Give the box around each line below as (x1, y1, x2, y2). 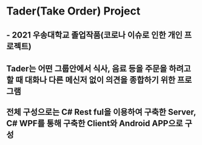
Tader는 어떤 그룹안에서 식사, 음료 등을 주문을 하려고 (6, 63, 191, 74)
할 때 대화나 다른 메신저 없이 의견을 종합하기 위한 (6, 74, 176, 85)
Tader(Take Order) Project (6, 4, 141, 18)
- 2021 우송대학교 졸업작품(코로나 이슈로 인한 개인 (6, 30, 183, 40)
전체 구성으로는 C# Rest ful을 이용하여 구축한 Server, (6, 107, 196, 117)
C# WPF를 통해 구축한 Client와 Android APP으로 (6, 118, 183, 128)
